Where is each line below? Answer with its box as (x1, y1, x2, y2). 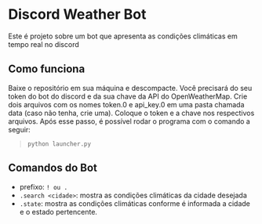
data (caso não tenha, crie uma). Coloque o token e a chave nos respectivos (8, 108, 255, 117)
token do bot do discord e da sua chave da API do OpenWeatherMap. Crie (8, 92, 248, 101)
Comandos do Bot (8, 161, 98, 175)
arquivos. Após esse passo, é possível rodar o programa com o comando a (8, 116, 251, 126)
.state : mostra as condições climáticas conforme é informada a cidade (19, 198, 251, 208)
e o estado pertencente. (19, 207, 98, 216)
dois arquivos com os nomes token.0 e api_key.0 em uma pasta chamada (8, 99, 245, 109)
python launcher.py (27, 139, 92, 148)
